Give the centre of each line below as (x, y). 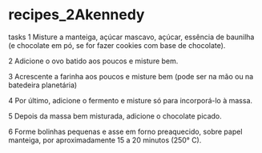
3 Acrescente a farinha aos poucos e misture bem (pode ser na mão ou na (131, 76)
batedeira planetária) (43, 85)
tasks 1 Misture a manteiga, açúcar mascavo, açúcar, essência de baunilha (131, 37)
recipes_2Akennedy (77, 15)
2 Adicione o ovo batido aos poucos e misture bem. (93, 61)
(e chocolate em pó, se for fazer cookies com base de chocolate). (117, 45)
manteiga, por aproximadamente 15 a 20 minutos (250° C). (105, 140)
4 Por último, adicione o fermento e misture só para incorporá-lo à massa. (131, 100)
